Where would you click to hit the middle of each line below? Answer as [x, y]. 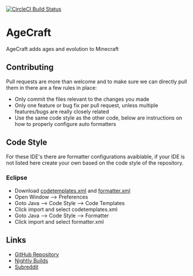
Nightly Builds [31, 260]
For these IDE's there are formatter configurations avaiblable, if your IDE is [96, 156]
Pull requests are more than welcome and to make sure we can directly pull [96, 81]
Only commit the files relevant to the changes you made [82, 99]
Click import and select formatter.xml [59, 222]
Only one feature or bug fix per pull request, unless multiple [86, 105]
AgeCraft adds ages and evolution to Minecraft [62, 49]
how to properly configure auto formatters [65, 124]
